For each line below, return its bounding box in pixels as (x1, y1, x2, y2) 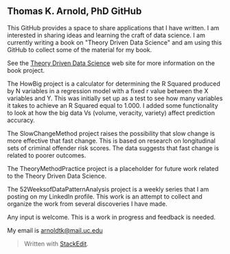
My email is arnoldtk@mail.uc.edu (7, 226, 103, 234)
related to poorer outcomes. (7, 151, 87, 159)
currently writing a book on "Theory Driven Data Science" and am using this (7, 38, 222, 47)
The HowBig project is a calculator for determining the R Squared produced (7, 79, 221, 88)
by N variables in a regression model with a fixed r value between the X (7, 86, 209, 95)
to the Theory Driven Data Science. (7, 172, 107, 180)
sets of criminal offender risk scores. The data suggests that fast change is (7, 143, 220, 152)
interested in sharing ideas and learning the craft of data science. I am (7, 31, 206, 39)
